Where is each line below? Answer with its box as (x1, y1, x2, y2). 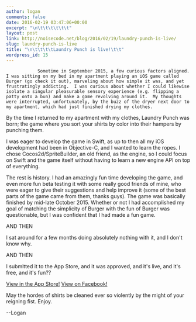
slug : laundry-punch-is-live (6, 41, 77, 47)
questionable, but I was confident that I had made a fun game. (6, 211, 156, 218)
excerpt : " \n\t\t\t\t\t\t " (6, 25, 72, 31)
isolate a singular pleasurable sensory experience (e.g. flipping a (6, 88, 180, 94)
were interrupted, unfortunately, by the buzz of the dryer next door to (6, 99, 190, 105)
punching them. (6, 126, 44, 133)
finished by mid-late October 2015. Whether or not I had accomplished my (6, 199, 185, 206)
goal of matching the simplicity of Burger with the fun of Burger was (6, 205, 170, 212)
